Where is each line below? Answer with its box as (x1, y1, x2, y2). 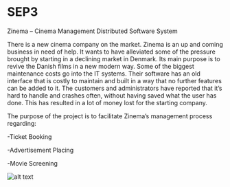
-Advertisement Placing (7, 146, 74, 154)
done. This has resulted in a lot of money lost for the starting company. (7, 98, 208, 107)
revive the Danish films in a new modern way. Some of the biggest (7, 62, 194, 70)
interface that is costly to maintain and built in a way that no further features (7, 76, 222, 85)
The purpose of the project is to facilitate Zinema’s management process (7, 111, 213, 120)
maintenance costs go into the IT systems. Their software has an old (7, 69, 201, 78)
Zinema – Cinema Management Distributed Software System (7, 27, 179, 35)
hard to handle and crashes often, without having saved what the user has (7, 91, 217, 100)
